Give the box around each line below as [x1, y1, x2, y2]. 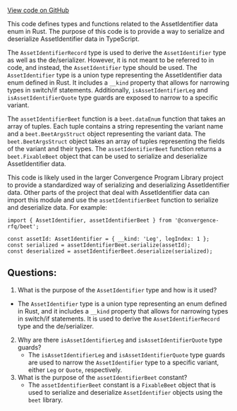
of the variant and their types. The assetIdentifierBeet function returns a [7, 145, 222, 153]
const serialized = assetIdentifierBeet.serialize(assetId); [7, 242, 191, 249]
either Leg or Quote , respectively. [28, 365, 122, 374]
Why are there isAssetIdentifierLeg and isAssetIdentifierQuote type [17, 335, 223, 344]
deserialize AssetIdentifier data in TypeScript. [7, 35, 140, 43]
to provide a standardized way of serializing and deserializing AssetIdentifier [7, 181, 230, 189]
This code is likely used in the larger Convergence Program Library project [7, 173, 224, 181]
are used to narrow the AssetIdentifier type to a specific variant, [28, 358, 219, 367]
